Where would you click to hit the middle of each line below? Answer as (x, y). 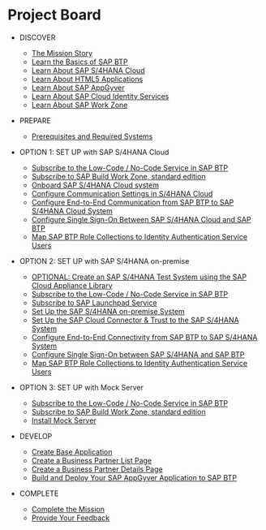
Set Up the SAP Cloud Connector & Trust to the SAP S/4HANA (135, 320)
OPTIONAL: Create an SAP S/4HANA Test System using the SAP (139, 277)
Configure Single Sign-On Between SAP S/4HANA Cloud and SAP (142, 219)
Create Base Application (72, 451)
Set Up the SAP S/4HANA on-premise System (108, 311)
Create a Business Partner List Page (92, 460)
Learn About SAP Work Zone (79, 105)
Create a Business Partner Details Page (97, 469)
